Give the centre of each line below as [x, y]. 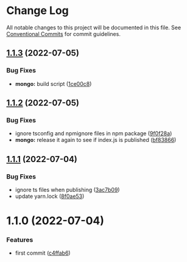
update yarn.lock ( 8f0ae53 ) [50, 196]
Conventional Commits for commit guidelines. [63, 34]
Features [20, 240]
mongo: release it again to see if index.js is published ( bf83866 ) [96, 140]
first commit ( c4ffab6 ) [43, 253]
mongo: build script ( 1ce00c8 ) [53, 83]
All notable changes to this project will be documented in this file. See [94, 27]
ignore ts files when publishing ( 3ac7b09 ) [67, 190]
